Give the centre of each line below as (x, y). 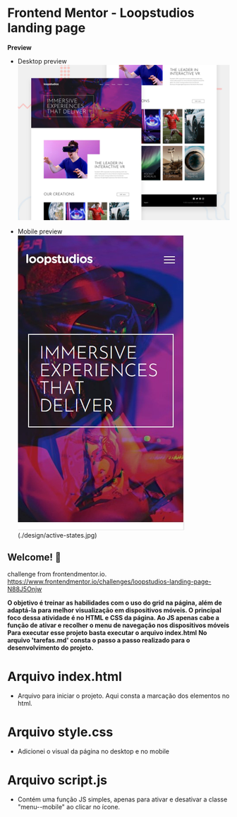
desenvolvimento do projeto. (50, 648)
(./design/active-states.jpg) (57, 535)
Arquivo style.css (60, 732)
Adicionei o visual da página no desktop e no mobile (93, 751)
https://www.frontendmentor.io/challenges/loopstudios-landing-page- (109, 582)
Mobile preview (40, 231)
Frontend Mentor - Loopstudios (101, 13)
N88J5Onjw (25, 589)
